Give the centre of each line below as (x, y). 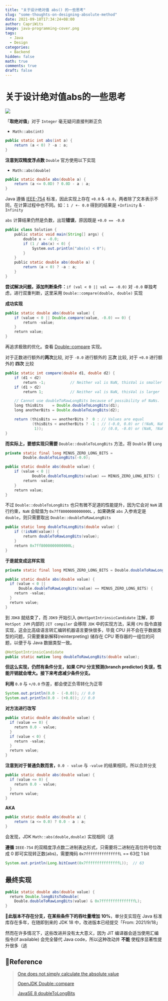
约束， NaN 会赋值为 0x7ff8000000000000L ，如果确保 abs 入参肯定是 (78, 511)
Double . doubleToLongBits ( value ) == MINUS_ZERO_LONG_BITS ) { (96, 476)
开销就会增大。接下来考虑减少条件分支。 (51, 673)
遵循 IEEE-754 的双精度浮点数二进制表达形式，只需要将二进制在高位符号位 (81, 847)
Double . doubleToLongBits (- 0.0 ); (57, 458)
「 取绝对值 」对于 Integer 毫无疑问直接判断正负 (54, 121)
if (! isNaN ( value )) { (36, 532)
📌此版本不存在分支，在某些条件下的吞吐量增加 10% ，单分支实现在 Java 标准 (84, 916)
